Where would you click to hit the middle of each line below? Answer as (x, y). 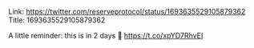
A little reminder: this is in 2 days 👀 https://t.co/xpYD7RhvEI (106, 36)
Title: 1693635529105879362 (57, 20)
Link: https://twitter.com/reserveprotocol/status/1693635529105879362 (127, 12)
